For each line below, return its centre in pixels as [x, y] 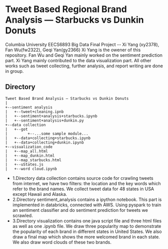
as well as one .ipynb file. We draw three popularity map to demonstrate [87, 226]
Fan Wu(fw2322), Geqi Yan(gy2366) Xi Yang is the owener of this [73, 50]
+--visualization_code [29, 147]
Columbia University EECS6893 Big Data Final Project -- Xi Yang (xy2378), [82, 44]
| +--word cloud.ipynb [31, 169]
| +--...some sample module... [47, 134]
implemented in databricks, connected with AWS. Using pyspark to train [87, 205]
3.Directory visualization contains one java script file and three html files [87, 221]
